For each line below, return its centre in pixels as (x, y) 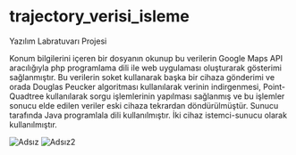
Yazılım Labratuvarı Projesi (58, 41)
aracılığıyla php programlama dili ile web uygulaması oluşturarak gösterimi (145, 68)
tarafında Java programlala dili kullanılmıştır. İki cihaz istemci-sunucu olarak (148, 115)
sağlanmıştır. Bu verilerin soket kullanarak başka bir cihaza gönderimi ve (142, 77)
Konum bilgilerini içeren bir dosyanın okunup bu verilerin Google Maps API (146, 58)
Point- (274, 86)
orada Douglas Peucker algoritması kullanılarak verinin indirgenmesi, (135, 86)
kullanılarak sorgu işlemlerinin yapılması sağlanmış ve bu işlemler (165, 96)
